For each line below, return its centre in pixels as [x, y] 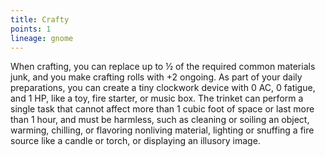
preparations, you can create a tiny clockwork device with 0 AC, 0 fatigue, [163, 88]
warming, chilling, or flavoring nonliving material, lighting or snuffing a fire [162, 130]
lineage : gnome [42, 38]
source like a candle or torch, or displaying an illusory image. [135, 141]
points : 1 [31, 29]
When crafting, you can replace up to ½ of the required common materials [163, 67]
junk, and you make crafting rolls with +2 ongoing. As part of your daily [156, 77]
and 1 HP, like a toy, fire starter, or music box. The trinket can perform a [157, 98]
